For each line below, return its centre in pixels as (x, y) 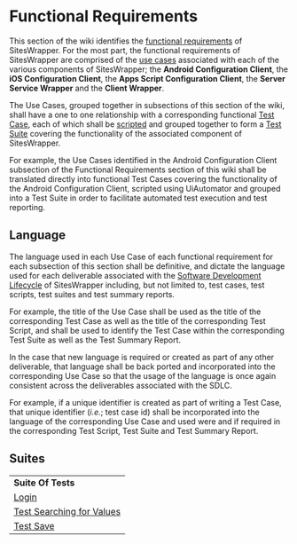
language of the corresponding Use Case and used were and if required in (145, 421)
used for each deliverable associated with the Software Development (135, 275)
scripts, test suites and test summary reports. (92, 294)
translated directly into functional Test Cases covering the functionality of (143, 178)
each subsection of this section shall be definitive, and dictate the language (147, 266)
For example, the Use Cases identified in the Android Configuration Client (143, 160)
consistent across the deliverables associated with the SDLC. (121, 385)
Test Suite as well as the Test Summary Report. (95, 340)
